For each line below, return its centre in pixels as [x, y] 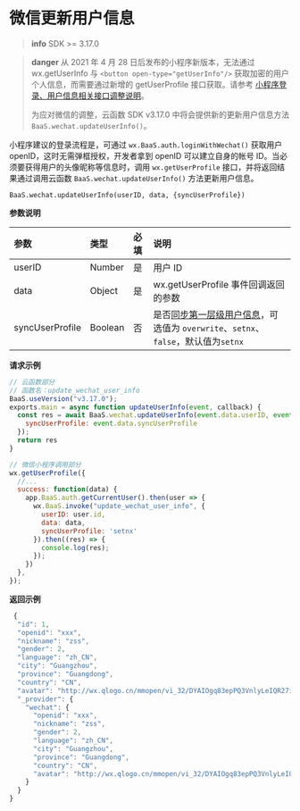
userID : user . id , [73, 514]
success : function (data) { [67, 489]
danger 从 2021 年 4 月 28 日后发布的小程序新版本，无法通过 [143, 62]
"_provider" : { [46, 699]
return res [37, 440]
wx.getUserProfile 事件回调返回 [219, 284]
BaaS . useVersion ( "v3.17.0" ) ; [63, 398]
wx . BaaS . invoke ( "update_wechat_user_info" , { [119, 506]
